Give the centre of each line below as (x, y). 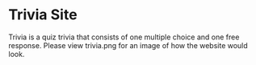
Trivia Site (43, 15)
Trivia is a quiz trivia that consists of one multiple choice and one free (124, 37)
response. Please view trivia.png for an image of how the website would (128, 45)
